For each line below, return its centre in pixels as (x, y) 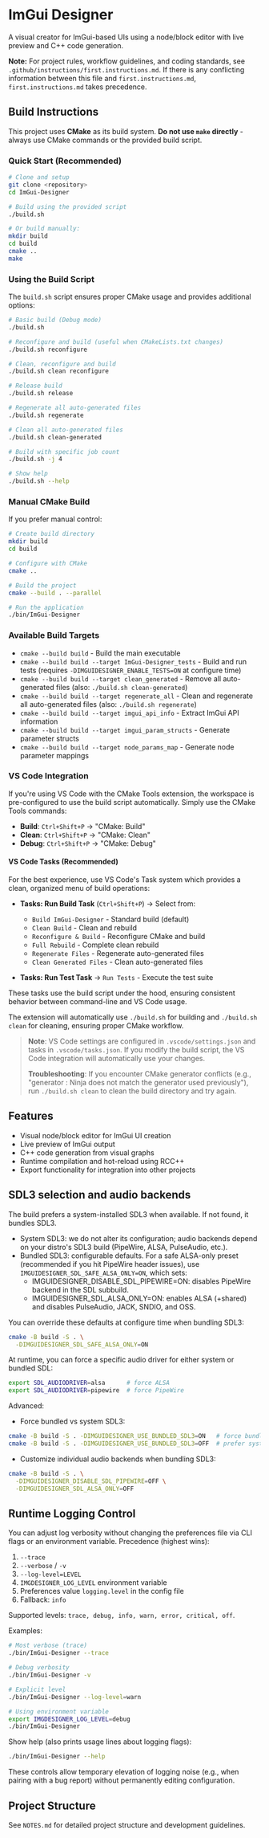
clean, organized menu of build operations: (79, 888)
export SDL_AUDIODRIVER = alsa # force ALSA (89, 1383)
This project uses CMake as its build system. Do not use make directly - (126, 131)
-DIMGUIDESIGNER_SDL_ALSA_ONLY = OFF (75, 1489)
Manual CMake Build (49, 502)
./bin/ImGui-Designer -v (50, 1675)
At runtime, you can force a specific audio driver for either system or (121, 1360)
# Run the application (46, 607)
